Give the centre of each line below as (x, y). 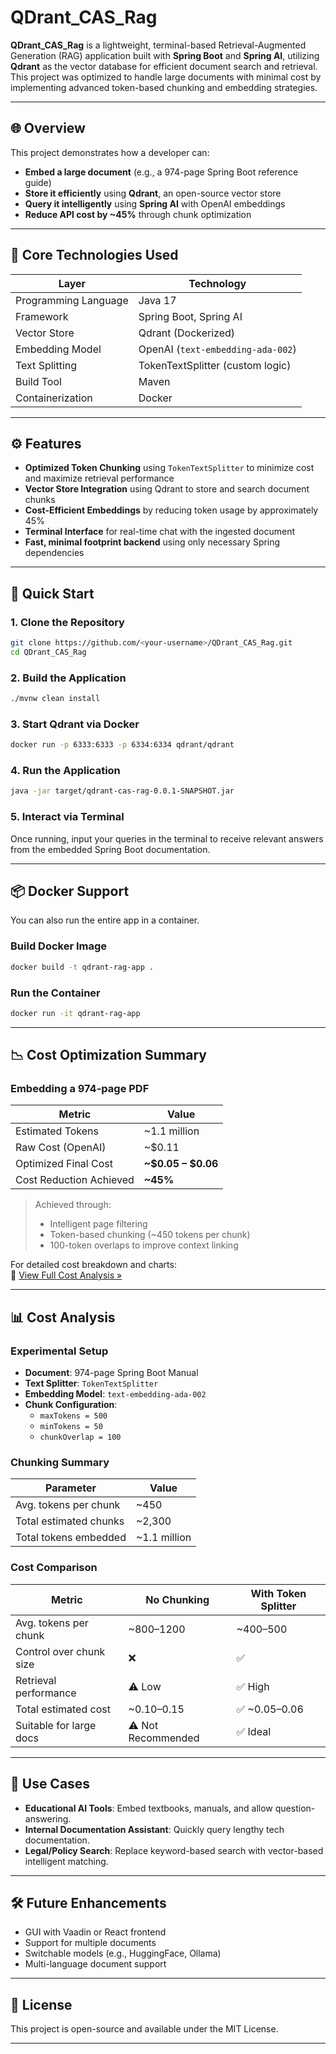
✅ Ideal (254, 1731)
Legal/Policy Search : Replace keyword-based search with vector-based (174, 1850)
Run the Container (55, 993)
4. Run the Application (65, 771)
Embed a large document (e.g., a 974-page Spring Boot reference (161, 172)
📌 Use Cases (50, 1784)
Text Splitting (46, 365)
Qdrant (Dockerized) (187, 333)
